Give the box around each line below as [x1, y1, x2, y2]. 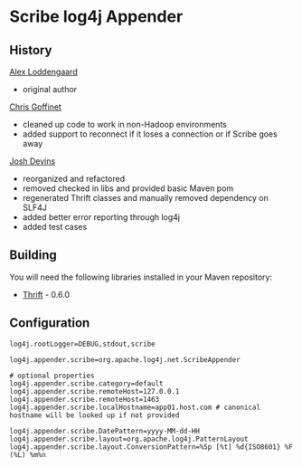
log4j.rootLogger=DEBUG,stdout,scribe [9, 339, 156, 348]
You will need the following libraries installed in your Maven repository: [9, 272, 273, 282]
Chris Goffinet [9, 101, 61, 112]
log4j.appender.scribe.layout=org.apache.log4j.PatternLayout [9, 434, 249, 443]
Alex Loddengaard [9, 66, 79, 77]
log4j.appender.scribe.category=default [9, 378, 165, 388]
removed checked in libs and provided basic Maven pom [22, 183, 234, 194]
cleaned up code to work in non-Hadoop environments [22, 119, 228, 129]
